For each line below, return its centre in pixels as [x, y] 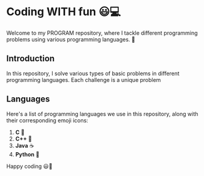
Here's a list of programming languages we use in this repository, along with [102, 114]
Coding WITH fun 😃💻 [64, 12]
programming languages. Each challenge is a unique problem [84, 79]
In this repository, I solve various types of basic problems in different [93, 73]
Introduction [31, 59]
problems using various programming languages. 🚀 [71, 39]
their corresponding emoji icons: [47, 120]
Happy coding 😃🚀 [29, 166]
